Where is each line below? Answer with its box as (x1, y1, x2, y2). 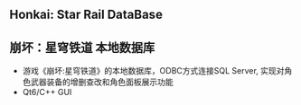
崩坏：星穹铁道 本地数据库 (9, 39, 155, 55)
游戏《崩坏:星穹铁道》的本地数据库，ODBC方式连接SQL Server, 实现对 (22, 66, 285, 76)
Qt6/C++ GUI (22, 87, 72, 98)
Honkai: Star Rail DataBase (9, 7, 163, 22)
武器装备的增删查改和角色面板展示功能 (30, 76, 174, 88)
